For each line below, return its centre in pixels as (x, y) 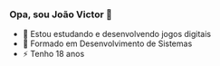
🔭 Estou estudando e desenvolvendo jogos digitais (116, 34)
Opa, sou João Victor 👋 (61, 14)
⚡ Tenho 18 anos (53, 54)
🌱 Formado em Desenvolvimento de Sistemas (107, 43)
